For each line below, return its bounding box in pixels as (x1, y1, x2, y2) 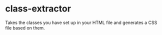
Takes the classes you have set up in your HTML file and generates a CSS (5, 19, 157, 25)
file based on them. (5, 24, 45, 30)
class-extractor (5, 3, 71, 14)
